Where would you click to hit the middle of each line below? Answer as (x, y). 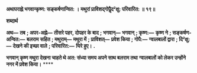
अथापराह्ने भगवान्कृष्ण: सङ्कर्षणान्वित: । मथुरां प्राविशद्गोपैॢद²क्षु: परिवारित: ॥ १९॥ (81, 9)
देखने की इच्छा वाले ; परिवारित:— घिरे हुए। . (54, 46)
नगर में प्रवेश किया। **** (30, 64)
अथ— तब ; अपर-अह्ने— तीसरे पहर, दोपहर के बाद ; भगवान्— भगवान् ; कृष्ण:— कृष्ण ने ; (89, 33)
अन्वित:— (16, 39)
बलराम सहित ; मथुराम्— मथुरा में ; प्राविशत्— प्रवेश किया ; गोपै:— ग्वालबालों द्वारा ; (102, 39)
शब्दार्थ (12, 21)
